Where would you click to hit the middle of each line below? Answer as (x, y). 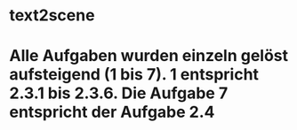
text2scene (52, 15)
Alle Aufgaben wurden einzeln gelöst (149, 56)
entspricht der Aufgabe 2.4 (112, 112)
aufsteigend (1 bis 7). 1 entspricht (134, 75)
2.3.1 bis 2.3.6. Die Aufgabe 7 (119, 93)
